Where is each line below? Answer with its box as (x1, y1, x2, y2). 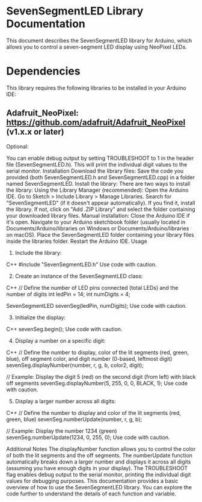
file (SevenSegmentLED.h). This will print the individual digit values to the (6, 161, 188, 168)
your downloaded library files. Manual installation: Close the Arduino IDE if (6, 212, 191, 219)
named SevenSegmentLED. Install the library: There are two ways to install (6, 180, 191, 187)
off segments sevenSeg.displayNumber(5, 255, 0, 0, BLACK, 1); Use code (6, 379, 188, 387)
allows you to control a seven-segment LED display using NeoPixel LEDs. (6, 43, 188, 51)
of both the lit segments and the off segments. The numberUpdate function (6, 451, 193, 459)
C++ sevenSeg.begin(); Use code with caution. (6, 325, 123, 332)
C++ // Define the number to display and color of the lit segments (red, (6, 409, 182, 416)
